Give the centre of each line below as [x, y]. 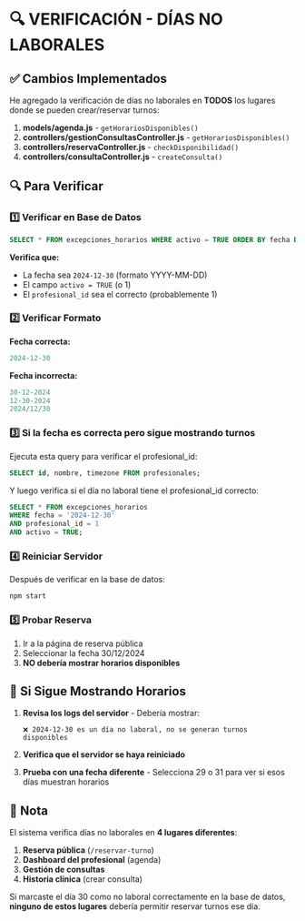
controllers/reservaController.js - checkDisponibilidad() [130, 147]
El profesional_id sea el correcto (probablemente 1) [120, 294]
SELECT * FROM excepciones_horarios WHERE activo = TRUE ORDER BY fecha [150, 239]
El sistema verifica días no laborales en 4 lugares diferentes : [123, 833]
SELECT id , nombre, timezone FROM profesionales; [105, 473]
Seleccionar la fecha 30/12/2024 [84, 653]
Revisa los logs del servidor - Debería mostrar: [111, 714]
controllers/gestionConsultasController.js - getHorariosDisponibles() [156, 137]
